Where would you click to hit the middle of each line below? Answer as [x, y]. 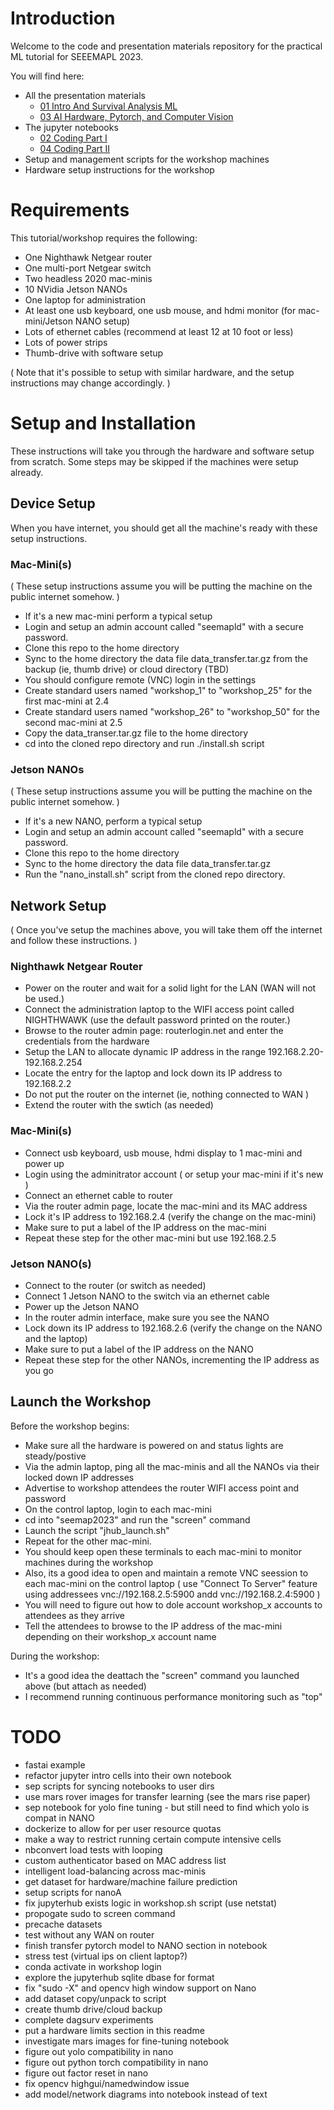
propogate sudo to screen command [100, 1913]
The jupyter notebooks [71, 127]
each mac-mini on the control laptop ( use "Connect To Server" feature [171, 1583]
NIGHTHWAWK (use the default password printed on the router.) [157, 1020]
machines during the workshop [89, 1562]
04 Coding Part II [75, 148]
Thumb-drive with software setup [94, 353]
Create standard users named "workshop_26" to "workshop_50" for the [172, 711]
